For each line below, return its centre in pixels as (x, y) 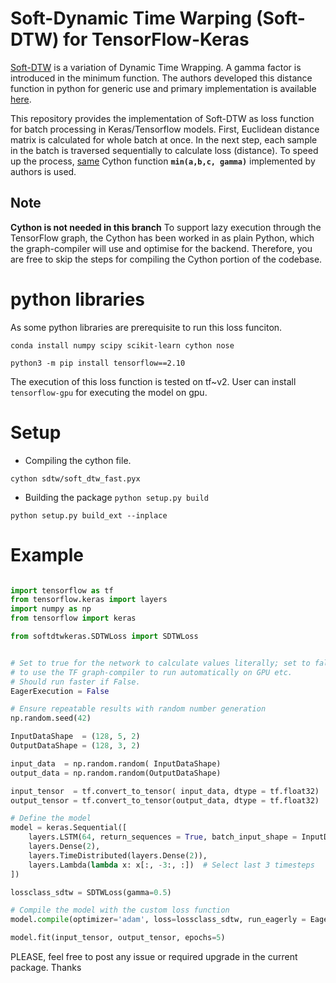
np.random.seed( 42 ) (51, 718)
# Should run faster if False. (75, 682)
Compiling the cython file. (78, 460)
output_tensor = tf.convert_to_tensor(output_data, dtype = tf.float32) (165, 800)
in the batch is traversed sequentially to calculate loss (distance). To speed (164, 150)
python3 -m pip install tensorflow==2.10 (98, 363)
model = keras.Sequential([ (69, 828)
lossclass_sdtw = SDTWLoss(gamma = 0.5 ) (91, 892)
